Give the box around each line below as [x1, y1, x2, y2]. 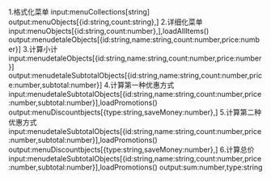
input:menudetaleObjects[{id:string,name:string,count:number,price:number [8, 53, 262, 63]
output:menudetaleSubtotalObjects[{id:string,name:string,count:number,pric [8, 71, 263, 80]
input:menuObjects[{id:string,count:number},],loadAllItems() [8, 27, 210, 36]
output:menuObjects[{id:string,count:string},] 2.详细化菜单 [8, 17, 203, 27]
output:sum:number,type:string [159, 162, 263, 172]
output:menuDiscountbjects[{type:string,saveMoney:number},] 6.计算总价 [8, 144, 255, 154]
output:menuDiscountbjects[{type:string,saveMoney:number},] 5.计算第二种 [8, 107, 262, 117]
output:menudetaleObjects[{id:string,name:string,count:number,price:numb [8, 35, 260, 44]
